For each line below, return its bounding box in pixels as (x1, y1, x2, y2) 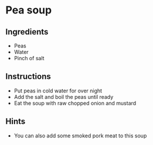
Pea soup (5, 4, 52, 17)
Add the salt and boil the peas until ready (13, 93, 114, 100)
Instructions (5, 71, 51, 82)
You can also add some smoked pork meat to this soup (13, 132, 147, 139)
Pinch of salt (13, 55, 45, 61)
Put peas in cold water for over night (13, 87, 103, 94)
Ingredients (5, 27, 49, 37)
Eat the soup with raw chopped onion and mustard (13, 99, 137, 106)
